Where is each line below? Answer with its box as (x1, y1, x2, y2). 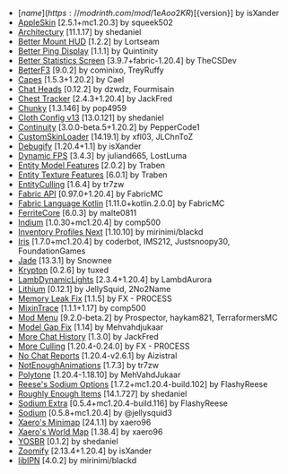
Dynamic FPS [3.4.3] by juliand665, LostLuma (17, 151, 188, 160)
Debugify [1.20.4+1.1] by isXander (17, 141, 142, 151)
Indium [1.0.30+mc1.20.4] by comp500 (17, 217, 161, 228)
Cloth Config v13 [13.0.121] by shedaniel (17, 112, 164, 123)
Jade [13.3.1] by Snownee (17, 255, 112, 265)
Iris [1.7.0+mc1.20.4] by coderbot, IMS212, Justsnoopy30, (17, 237, 231, 246)
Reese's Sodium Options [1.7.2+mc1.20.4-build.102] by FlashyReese (17, 379, 268, 389)
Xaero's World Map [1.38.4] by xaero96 (17, 427, 163, 437)
